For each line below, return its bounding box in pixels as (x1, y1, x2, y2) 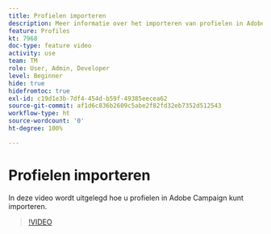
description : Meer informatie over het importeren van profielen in (8, 19, 244, 27)
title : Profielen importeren (8, 11, 106, 20)
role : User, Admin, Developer (8, 65, 110, 73)
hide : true (8, 79, 45, 87)
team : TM (8, 57, 38, 65)
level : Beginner (8, 72, 63, 80)
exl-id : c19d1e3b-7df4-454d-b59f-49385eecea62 (8, 94, 168, 102)
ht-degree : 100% (8, 124, 63, 132)
